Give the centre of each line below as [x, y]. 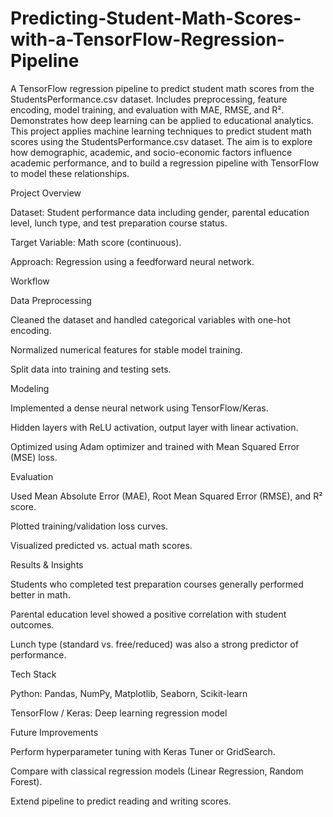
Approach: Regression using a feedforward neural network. [132, 261]
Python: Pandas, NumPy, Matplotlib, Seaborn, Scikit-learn [129, 693]
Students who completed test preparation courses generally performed [157, 584]
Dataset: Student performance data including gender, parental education [160, 212]
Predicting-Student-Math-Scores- [156, 18]
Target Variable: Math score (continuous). [96, 242]
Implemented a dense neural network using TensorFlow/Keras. [139, 408]
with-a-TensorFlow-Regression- [147, 39]
